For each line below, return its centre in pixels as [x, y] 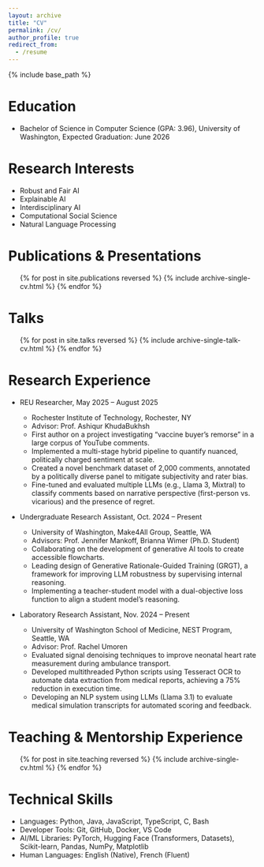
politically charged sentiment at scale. [93, 460]
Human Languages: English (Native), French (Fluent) [105, 854]
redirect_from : [33, 45]
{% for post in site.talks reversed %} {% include [97, 340]
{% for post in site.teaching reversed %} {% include [104, 759]
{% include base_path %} [50, 75]
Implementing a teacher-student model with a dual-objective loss [137, 591]
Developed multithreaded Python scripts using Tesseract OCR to [136, 671]
